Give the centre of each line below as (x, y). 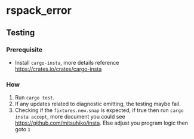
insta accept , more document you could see (70, 117)
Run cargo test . (35, 98)
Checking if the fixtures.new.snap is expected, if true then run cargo (99, 110)
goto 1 (23, 129)
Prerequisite (24, 50)
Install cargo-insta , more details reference (67, 62)
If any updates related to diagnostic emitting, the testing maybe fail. (98, 104)
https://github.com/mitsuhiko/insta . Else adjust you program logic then (101, 123)
